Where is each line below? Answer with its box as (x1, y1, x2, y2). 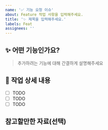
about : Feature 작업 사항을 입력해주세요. (5, 12, 83, 17)
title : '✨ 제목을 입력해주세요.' (5, 17, 66, 22)
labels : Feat (5, 21, 32, 27)
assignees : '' (5, 26, 35, 31)
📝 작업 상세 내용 (5, 76, 51, 85)
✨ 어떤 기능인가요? (5, 46, 60, 54)
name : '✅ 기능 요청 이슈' (5, 7, 54, 13)
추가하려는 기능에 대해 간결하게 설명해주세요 (17, 60, 103, 66)
